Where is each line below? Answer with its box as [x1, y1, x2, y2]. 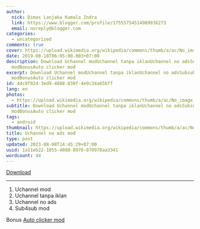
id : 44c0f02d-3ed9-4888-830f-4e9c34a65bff [6, 81, 113, 87]
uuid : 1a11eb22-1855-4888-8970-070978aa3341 [6, 147, 118, 153]
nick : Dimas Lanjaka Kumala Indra [11, 14, 97, 20]
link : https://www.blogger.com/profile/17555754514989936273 [11, 20, 167, 26]
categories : [6, 31, 36, 37]
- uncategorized [11, 36, 52, 42]
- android [11, 120, 36, 126]
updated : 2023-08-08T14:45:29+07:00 [6, 141, 97, 148]
